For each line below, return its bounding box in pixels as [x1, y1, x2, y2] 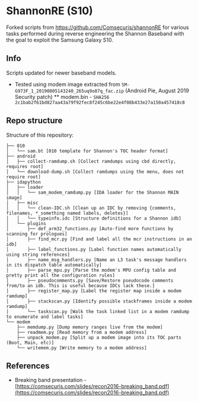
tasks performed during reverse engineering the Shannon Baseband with [6, 30, 185, 37]
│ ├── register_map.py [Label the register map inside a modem [6, 288, 182, 294]
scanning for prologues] [6, 231, 68, 237]
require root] [6, 173, 41, 180]
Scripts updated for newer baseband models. [6, 69, 117, 76]
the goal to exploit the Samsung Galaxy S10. [6, 36, 114, 43]
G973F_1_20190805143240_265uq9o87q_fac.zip [14, 88, 124, 94]
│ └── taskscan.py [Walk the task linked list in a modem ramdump [6, 308, 190, 314]
